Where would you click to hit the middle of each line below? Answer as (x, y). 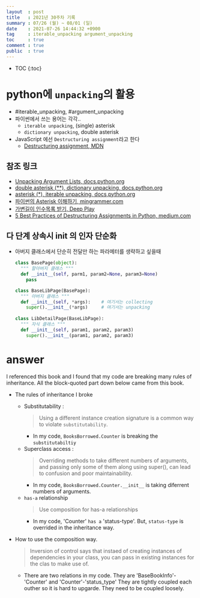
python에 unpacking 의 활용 (71, 94)
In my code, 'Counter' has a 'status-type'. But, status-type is (108, 521)
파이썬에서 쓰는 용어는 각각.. (48, 119)
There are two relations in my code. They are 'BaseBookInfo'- (100, 575)
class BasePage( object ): (46, 263)
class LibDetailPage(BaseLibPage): (59, 319)
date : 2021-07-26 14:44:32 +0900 (53, 29)
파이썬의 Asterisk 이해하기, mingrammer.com (69, 201)
